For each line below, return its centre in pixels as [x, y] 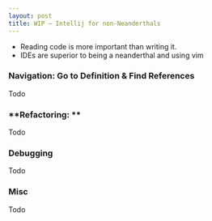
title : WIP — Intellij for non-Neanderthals [85, 23]
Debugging [31, 153]
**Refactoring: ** [45, 114]
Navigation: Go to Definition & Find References [102, 76]
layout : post [30, 16]
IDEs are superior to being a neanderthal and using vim [112, 55]
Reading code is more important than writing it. [98, 46]
